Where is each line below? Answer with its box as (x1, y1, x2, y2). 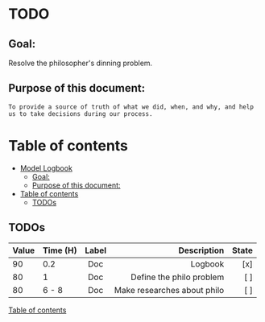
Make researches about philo (114, 284, 225, 295)
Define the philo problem (130, 271, 225, 283)
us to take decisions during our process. (8, 109, 153, 118)
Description (178, 245, 225, 256)
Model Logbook (19, 163, 72, 173)
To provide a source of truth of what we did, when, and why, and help (8, 102, 254, 111)
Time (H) (43, 245, 78, 256)
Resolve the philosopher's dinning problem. (8, 58, 153, 68)
